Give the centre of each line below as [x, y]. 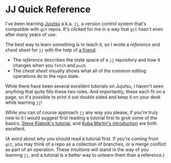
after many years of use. [31, 34]
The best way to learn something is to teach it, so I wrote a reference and [83, 44]
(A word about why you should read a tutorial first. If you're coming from [82, 138]
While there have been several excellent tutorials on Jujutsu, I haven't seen [84, 86]
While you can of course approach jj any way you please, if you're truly [82, 112]
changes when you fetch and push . [50, 65]
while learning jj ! [24, 102]
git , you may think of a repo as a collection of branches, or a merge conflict [85, 144]
